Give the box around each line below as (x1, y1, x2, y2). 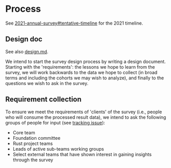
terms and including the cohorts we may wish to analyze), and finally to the (5, 75, 164, 81)
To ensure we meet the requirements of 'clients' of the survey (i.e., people (5, 109, 162, 115)
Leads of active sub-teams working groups (12, 145, 104, 152)
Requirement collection (5, 95, 82, 104)
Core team (12, 129, 35, 136)
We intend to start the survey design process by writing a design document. (5, 58, 166, 65)
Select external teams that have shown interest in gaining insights (12, 151, 152, 157)
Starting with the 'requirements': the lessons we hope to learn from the (5, 64, 155, 70)
